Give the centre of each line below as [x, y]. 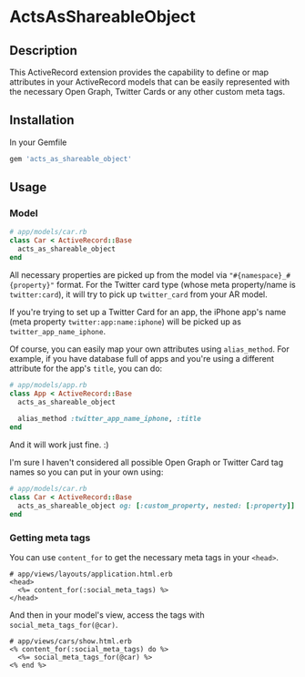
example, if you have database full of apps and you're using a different [142, 358]
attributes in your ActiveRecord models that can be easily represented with [150, 82]
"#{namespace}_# [260, 275]
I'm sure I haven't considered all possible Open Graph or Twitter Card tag [147, 463]
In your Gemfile [38, 142]
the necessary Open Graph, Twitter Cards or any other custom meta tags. [147, 92]
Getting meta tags [50, 538]
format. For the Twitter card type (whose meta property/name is [176, 284]
